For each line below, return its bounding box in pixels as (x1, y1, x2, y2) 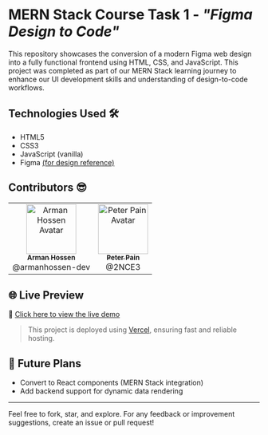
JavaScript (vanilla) (19, 149, 84, 159)
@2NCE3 (105, 261, 141, 272)
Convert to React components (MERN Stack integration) (19, 378, 204, 388)
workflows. (8, 82, 45, 93)
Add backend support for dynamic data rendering (19, 386, 183, 396)
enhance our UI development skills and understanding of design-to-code (8, 74, 249, 84)
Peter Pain (106, 253, 140, 263)
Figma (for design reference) (19, 157, 115, 167)
